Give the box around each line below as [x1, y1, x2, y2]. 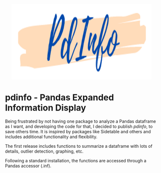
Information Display [5, 102, 86, 113]
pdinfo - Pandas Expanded [5, 92, 114, 103]
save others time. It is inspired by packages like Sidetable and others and [5, 128, 151, 134]
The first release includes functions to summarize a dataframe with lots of [5, 143, 153, 149]
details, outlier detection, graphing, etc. [5, 148, 84, 154]
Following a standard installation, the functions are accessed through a [5, 157, 146, 163]
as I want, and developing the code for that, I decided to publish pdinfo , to [5, 123, 153, 129]
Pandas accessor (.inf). [5, 163, 52, 169]
